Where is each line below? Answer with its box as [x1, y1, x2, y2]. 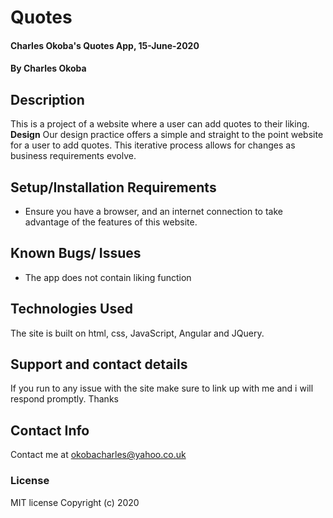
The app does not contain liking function [24, 271, 192, 283]
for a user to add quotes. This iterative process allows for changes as [10, 139, 296, 151]
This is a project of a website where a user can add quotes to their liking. [10, 118, 310, 130]
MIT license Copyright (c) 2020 [10, 496, 140, 508]
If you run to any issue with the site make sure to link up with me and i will [10, 382, 314, 395]
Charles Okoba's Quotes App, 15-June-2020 [10, 39, 200, 51]
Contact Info [10, 422, 90, 439]
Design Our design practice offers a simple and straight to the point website [10, 129, 324, 141]
